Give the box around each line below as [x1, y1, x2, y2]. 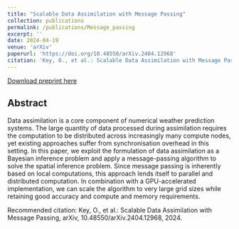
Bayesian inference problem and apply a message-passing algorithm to [7, 154, 217, 163]
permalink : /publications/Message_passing [7, 24, 135, 31]
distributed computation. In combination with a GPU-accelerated [7, 176, 197, 185]
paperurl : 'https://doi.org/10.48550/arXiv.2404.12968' [7, 51, 176, 58]
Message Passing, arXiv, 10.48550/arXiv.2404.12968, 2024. [7, 213, 183, 222]
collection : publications [7, 17, 84, 24]
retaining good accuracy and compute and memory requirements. [7, 192, 201, 200]
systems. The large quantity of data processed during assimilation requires [7, 123, 227, 132]
